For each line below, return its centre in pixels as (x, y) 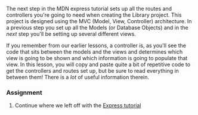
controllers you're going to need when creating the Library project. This (94, 15)
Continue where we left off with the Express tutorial (78, 105)
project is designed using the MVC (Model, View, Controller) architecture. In (99, 21)
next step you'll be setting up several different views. (71, 34)
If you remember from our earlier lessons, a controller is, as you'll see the (96, 45)
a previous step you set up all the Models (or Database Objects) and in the (98, 27)
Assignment (24, 92)
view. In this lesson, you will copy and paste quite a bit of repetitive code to (98, 64)
